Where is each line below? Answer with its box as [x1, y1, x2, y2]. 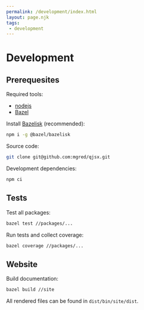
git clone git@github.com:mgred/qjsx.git [6, 154, 111, 160]
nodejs [14, 102, 32, 109]
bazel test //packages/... [6, 220, 73, 226]
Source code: [6, 143, 39, 150]
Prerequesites [6, 75, 60, 85]
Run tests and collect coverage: [6, 231, 84, 238]
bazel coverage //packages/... [6, 243, 84, 248]
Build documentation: [6, 275, 58, 283]
